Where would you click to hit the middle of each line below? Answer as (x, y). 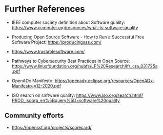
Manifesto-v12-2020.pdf (36, 85)
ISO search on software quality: (43, 95)
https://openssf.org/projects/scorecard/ (52, 127)
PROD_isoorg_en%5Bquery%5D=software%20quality (66, 100)
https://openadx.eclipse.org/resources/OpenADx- (105, 81)
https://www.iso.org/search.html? (110, 95)
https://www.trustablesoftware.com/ (48, 51)
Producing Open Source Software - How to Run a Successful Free (78, 37)
